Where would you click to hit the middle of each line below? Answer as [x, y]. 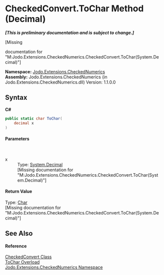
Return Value [19, 191]
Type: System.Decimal [40, 164]
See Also [19, 233]
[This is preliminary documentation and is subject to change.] [69, 32]
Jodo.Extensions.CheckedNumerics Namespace [54, 267]
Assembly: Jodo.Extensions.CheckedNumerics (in [56, 77]
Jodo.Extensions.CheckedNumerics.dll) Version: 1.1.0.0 [61, 82]
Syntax [16, 98]
